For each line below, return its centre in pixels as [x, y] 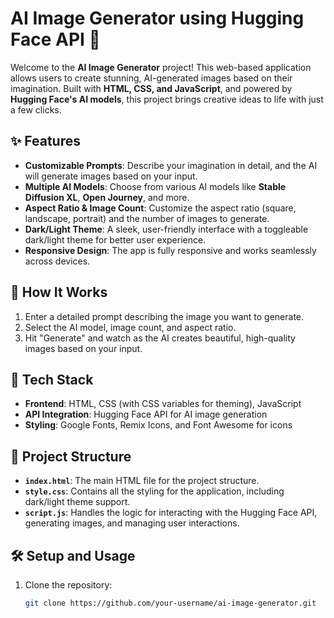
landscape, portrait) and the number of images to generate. [147, 218]
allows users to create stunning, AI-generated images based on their [151, 78]
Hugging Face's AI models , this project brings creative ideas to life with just [167, 99]
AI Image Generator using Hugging [157, 18]
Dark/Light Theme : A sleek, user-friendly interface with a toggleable [166, 229]
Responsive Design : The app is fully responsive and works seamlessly [170, 250]
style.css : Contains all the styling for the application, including [154, 491]
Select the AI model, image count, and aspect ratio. [130, 327]
